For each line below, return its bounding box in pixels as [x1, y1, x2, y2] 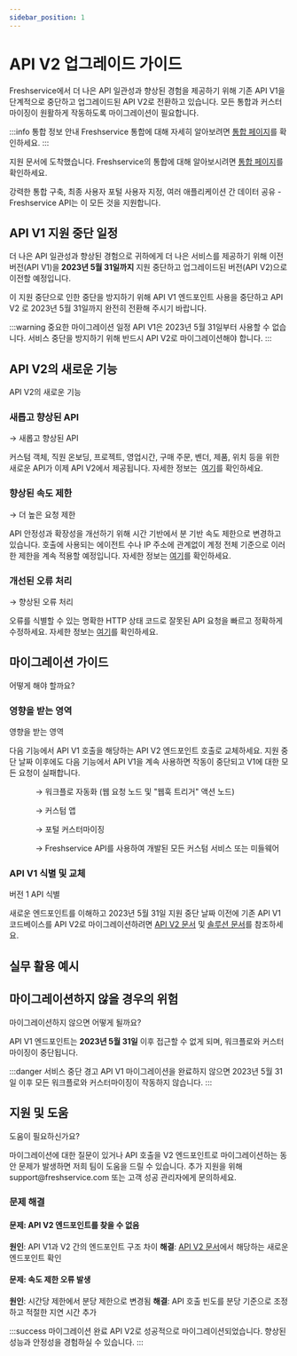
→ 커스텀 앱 [35, 805, 77, 816]
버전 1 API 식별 [9, 889, 60, 900]
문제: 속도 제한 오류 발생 [9, 1274, 91, 1285]
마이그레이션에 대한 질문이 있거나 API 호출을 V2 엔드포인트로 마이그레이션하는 [9, 1149, 278, 1160]
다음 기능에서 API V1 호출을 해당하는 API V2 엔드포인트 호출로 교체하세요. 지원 [9, 745, 279, 756]
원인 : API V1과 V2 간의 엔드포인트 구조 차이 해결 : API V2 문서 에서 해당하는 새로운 [9, 1241, 289, 1252]
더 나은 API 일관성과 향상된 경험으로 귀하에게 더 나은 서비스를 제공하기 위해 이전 [9, 250, 284, 262]
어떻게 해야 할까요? [9, 680, 75, 691]
